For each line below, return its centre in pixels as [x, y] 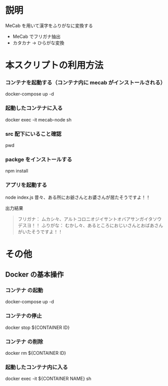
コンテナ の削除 [24, 342]
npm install [17, 171]
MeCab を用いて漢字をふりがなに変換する [49, 26]
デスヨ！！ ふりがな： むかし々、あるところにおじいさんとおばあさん [90, 225]
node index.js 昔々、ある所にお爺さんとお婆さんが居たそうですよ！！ [78, 197]
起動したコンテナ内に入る [37, 367]
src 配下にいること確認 [34, 134]
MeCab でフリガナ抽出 [37, 36]
